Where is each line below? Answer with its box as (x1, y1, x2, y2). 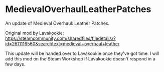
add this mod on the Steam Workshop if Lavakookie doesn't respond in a (5, 55, 155, 61)
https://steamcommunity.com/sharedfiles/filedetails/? (5, 35, 116, 41)
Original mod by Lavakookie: (5, 30, 64, 36)
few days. (5, 61, 26, 67)
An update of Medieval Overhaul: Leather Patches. (5, 20, 110, 26)
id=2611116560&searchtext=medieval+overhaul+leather (5, 40, 120, 46)
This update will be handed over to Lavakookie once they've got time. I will (5, 50, 159, 56)
